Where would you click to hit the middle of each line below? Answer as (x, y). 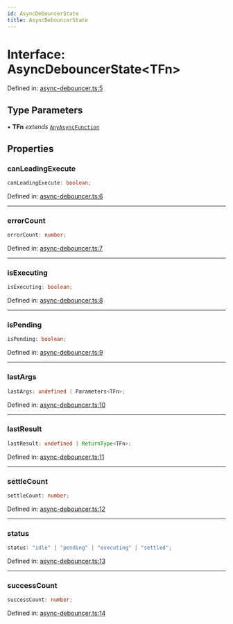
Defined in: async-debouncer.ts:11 (56, 457)
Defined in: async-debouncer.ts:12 (57, 509)
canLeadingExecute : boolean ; (49, 183)
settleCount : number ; (38, 496)
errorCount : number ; (37, 235)
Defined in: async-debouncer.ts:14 (57, 613)
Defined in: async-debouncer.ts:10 (57, 405)
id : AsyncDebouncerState (43, 14)
